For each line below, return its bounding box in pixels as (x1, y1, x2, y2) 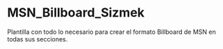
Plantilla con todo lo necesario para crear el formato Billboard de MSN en (7, 28, 217, 36)
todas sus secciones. (7, 35, 68, 43)
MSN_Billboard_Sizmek (7, 5, 144, 21)
